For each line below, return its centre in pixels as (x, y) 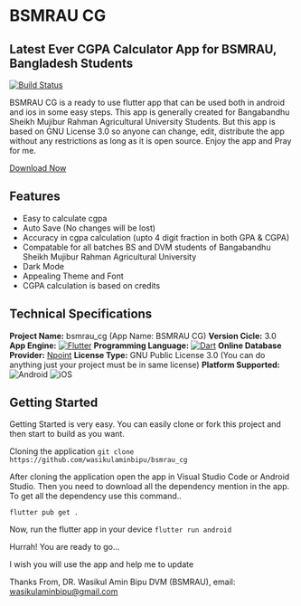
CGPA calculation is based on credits (91, 285)
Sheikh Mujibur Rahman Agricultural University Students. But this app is (142, 122)
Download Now (38, 168)
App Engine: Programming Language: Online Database (146, 346)
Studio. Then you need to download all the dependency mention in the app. (150, 487)
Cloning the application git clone (72, 451)
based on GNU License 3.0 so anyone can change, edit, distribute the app (147, 131)
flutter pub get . (44, 513)
